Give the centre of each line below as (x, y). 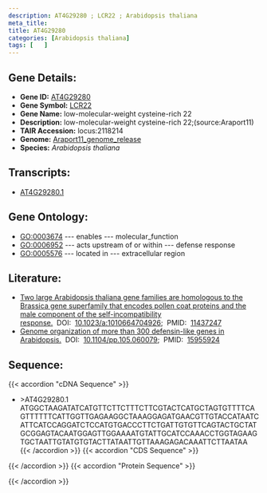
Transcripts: (39, 173)
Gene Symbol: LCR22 (56, 105)
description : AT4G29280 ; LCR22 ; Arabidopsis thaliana (103, 16)
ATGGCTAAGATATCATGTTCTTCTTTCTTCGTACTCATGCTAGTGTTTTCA (137, 408)
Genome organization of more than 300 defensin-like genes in (122, 331)
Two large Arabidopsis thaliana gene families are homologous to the (131, 298)
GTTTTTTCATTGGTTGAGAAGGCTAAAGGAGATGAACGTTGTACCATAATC (139, 416)
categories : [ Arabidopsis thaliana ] (69, 38)
